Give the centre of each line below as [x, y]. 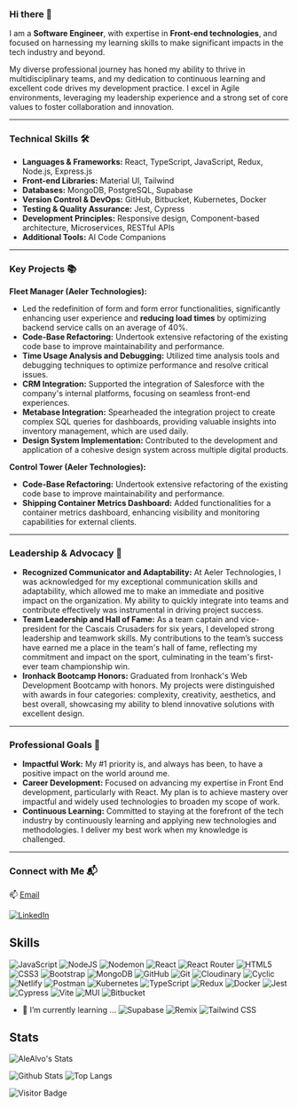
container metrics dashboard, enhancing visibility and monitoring [141, 512]
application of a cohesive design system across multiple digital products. [155, 449]
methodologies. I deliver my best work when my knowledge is [135, 830]
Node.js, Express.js [57, 171]
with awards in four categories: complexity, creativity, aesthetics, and [149, 695]
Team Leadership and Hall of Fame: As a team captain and [130, 620]
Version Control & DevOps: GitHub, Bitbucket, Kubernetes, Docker [144, 199]
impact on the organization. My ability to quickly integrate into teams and [155, 601]
